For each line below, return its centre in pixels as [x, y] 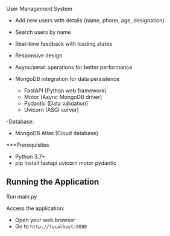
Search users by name [43, 32]
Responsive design [39, 56]
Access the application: [35, 208]
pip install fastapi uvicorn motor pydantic [66, 163]
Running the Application [53, 182]
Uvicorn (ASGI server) [52, 110]
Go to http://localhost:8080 [51, 226]
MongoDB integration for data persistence [67, 79]
